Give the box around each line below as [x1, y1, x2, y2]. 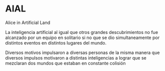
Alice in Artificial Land [5, 19, 51, 25]
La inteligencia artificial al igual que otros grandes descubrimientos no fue [5, 29, 158, 35]
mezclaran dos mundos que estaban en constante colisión [5, 60, 126, 66]
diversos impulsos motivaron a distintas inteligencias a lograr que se [5, 54, 146, 60]
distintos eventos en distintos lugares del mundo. [5, 39, 107, 45]
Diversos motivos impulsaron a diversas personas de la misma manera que [5, 49, 160, 55]
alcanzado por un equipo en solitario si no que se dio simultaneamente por [5, 34, 159, 40]
